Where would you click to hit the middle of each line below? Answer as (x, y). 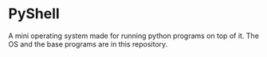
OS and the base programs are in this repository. (88, 44)
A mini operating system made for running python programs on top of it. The (133, 36)
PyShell (34, 14)
